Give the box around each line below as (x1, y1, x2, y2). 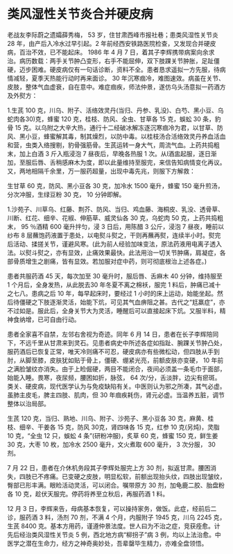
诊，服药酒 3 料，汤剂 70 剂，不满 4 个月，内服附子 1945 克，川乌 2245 (7, 513, 212, 521)
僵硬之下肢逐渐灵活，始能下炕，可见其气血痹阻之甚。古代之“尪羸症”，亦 (19, 298, 225, 306)
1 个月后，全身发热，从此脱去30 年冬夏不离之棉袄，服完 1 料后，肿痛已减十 (7, 280, 221, 289)
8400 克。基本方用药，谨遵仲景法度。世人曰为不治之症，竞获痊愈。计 (20, 521, 221, 530)
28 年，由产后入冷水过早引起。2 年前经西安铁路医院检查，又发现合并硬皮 (7, 39, 216, 47)
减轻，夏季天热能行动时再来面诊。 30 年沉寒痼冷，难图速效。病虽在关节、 (12, 74, 225, 82)
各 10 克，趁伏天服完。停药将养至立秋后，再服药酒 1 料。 (7, 489, 169, 498)
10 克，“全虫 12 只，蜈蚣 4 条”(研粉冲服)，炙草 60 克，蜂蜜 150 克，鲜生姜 (7, 431, 218, 439)
